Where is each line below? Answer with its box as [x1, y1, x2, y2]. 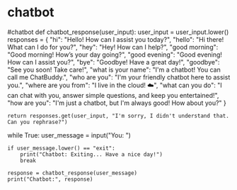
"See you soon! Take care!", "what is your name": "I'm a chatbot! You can [7, 65, 221, 74]
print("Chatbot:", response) [7, 175, 93, 183]
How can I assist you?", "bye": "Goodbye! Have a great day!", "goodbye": [7, 57, 220, 66]
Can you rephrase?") [7, 118, 69, 125]
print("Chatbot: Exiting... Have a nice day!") [20, 150, 163, 158]
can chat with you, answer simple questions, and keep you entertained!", [7, 91, 219, 99]
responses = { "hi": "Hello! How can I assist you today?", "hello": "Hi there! [7, 35, 224, 43]
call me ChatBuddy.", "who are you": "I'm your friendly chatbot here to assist [7, 72, 231, 82]
